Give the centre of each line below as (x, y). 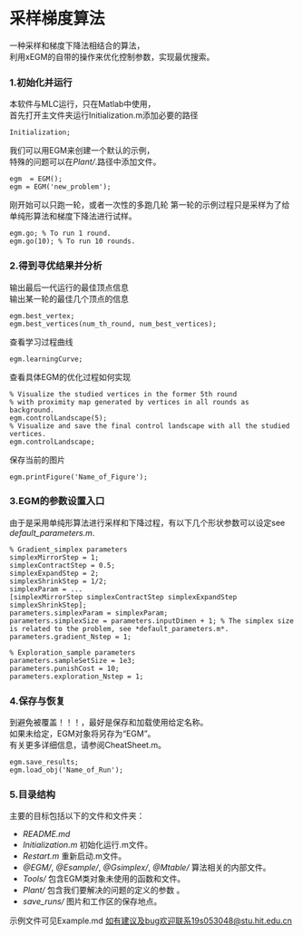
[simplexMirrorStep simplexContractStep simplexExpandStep (123, 597)
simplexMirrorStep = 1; (54, 557)
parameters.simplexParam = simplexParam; (89, 613)
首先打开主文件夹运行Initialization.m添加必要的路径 (104, 115)
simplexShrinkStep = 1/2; (58, 581)
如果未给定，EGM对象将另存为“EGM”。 (83, 734)
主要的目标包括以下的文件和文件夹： (77, 816)
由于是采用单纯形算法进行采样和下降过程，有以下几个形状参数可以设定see (147, 522)
